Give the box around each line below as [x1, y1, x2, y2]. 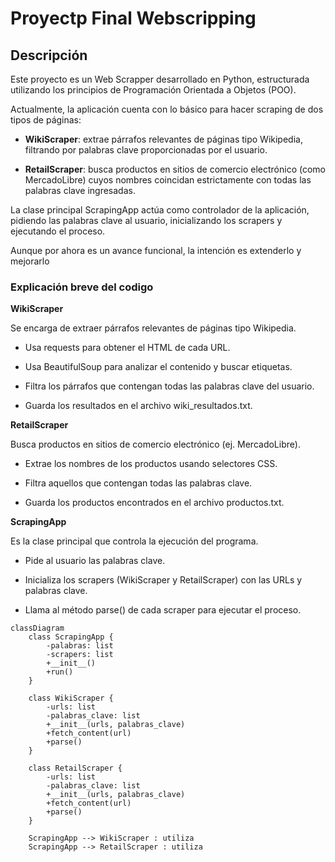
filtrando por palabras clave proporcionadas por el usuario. [24, 144, 268, 156]
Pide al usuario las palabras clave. [24, 555, 166, 567]
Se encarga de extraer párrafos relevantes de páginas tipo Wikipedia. [10, 322, 297, 334]
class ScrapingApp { [28, 632, 114, 642]
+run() [46, 667, 74, 677]
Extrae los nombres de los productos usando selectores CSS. [24, 458, 278, 470]
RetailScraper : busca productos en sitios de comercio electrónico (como [24, 163, 326, 175]
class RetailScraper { [28, 763, 123, 774]
